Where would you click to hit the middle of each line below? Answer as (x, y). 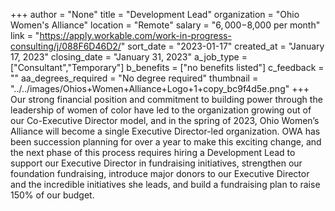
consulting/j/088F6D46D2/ (66, 46)
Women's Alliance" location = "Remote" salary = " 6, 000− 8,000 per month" (165, 25)
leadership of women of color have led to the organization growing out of (161, 110)
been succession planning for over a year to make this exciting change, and (166, 142)
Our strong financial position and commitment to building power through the (166, 99)
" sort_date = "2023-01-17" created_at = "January (222, 46)
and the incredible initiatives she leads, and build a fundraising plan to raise (165, 184)
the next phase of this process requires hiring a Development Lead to (153, 152)
